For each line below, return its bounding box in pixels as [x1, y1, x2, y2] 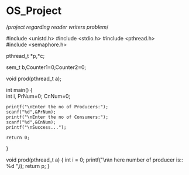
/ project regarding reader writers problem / [6, 23, 109, 30]
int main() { [6, 86, 33, 93]
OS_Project [6, 4, 62, 18]
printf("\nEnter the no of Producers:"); [6, 104, 109, 109]
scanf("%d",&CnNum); [6, 119, 57, 125]
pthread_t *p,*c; [6, 52, 45, 59]
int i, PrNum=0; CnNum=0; [6, 92, 71, 99]
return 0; [6, 135, 30, 140]
